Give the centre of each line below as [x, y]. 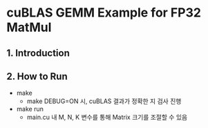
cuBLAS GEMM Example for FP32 [104, 13]
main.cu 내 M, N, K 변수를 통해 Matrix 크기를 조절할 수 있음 [107, 117]
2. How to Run [37, 76]
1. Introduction [38, 53]
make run [30, 109]
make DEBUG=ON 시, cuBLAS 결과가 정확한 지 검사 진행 [104, 101]
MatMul [29, 27]
